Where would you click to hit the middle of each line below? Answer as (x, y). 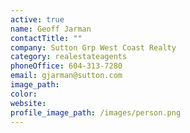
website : (28, 103)
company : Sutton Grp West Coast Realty (93, 47)
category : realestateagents (69, 57)
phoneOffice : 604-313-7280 (66, 66)
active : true (37, 19)
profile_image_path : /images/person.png (96, 112)
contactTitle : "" (46, 38)
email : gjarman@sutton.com (66, 76)
